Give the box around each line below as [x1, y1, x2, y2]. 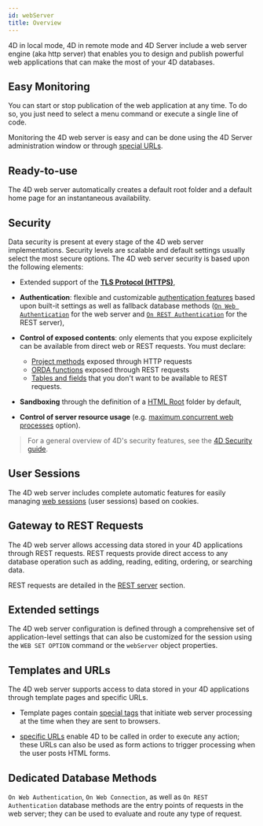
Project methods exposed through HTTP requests [31, 356, 192, 366]
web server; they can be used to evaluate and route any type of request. [8, 809, 243, 818]
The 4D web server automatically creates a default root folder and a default [8, 185, 253, 194]
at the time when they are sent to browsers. [19, 717, 161, 726]
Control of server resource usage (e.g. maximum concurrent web [19, 412, 234, 421]
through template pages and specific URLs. [8, 693, 148, 702]
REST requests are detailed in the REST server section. [8, 580, 186, 590]
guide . [27, 444, 49, 454]
